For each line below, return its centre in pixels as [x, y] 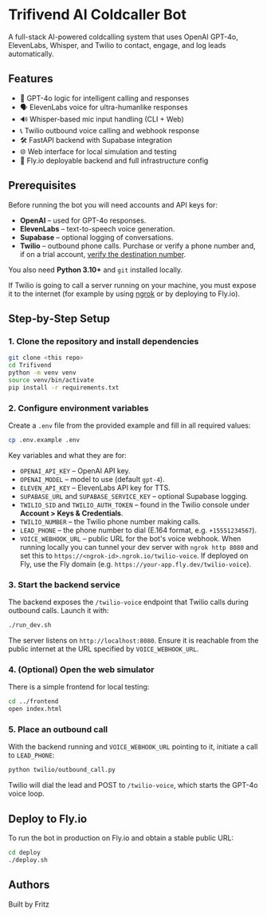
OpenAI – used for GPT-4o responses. [83, 220]
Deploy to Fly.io [48, 818]
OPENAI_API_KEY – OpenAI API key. [75, 470]
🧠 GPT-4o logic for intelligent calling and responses [104, 98]
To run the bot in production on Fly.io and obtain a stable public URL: [121, 838]
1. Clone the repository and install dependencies [104, 341]
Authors [29, 885]
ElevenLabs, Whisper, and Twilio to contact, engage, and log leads [117, 45]
